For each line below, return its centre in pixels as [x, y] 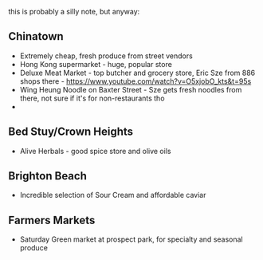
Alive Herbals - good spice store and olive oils [95, 151]
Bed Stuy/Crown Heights [71, 132]
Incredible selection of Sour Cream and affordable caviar [113, 195]
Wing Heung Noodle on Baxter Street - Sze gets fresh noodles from [131, 89]
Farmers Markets [52, 220]
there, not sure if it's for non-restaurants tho [92, 98]
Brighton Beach [48, 176]
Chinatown [36, 36]
